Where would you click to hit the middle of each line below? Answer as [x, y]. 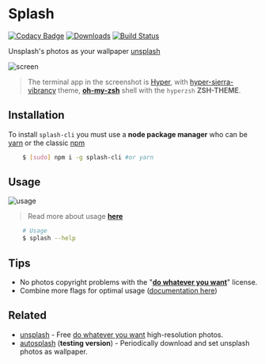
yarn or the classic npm [47, 143]
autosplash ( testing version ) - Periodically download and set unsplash [134, 343]
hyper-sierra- [212, 82]
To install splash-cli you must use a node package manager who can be [128, 134]
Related [28, 315]
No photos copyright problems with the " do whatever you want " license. [138, 282]
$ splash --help [49, 239]
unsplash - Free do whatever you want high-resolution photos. [121, 335]
